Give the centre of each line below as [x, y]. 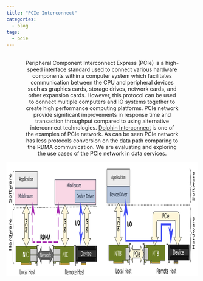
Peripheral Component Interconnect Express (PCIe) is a [95, 63]
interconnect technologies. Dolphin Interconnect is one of [102, 128]
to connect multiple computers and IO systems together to [102, 102]
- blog [20, 26]
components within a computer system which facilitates [102, 76]
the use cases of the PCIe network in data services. [102, 154]
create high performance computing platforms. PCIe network [102, 108]
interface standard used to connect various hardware [111, 69]
